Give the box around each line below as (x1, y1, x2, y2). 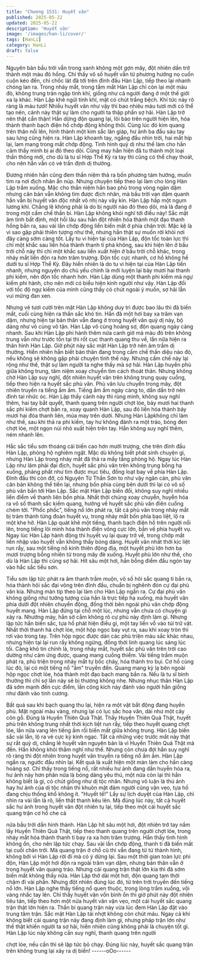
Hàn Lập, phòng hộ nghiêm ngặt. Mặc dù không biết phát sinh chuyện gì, (6, 449, 186, 456)
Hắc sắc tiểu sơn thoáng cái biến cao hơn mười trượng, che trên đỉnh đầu (6, 443, 186, 450)
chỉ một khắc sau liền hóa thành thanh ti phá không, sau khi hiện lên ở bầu (6, 241, 189, 249)
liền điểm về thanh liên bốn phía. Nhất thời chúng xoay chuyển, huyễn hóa (6, 493, 189, 501)
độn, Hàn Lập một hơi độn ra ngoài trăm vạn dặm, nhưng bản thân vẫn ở (6, 859, 184, 866)
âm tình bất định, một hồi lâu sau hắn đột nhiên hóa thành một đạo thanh (6, 216, 185, 223)
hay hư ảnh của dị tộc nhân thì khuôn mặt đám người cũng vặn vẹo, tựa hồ (6, 784, 189, 791)
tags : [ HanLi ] (6, 37, 42, 43)
